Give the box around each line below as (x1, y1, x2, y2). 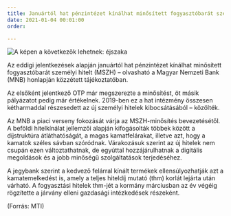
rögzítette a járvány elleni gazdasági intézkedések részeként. (7, 188, 180, 197)
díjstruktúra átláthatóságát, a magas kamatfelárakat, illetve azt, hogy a (7, 131, 206, 140)
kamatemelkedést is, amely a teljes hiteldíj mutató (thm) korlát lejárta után (7, 174, 216, 182)
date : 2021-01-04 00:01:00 (7, 17, 85, 23)
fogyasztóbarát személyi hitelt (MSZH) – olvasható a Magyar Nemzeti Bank (7, 68, 220, 76)
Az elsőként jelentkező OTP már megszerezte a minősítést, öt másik (7, 89, 199, 97)
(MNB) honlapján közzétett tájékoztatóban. (7, 76, 129, 84)
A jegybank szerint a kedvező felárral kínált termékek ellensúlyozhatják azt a (7, 166, 224, 175)
